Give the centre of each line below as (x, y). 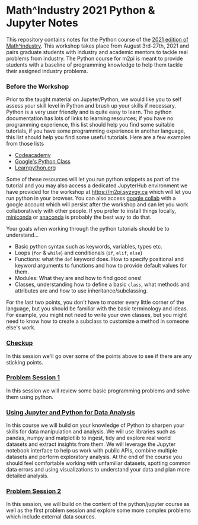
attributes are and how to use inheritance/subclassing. (81, 291)
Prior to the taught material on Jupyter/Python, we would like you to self (94, 99)
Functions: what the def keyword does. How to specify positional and (99, 259)
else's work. (21, 328)
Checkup (20, 343)
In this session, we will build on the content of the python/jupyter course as (98, 504)
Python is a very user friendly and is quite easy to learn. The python (89, 112)
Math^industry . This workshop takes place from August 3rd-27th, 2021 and (98, 46)
